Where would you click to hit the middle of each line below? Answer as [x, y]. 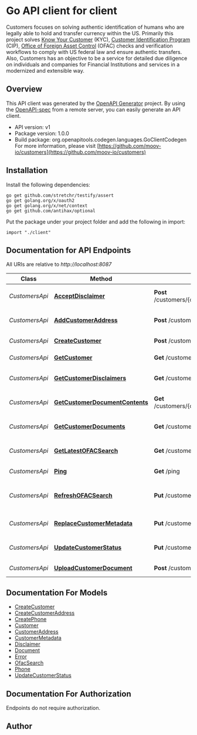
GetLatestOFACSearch [86, 451]
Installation [27, 170]
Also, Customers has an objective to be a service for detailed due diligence [97, 58]
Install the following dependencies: [48, 184]
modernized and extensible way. [45, 70]
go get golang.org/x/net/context [47, 206]
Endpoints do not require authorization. [53, 708]
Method [101, 279]
